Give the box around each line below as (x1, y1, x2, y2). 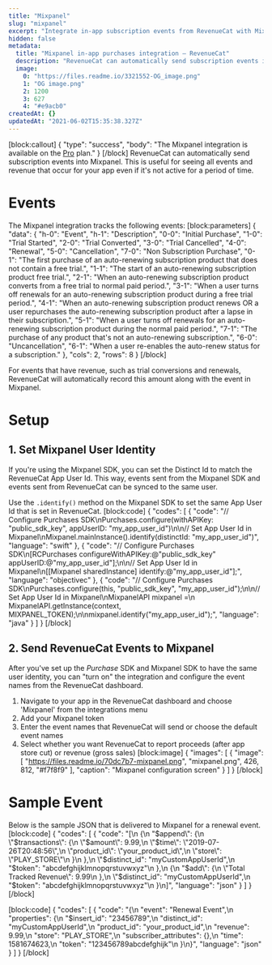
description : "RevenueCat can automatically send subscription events (15, 58, 259, 66)
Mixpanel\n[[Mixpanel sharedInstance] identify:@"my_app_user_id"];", (8, 566, 243, 576)
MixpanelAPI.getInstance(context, (8, 600, 121, 610)
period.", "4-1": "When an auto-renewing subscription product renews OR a (8, 297, 259, 308)
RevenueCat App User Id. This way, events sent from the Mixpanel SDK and (8, 473, 261, 483)
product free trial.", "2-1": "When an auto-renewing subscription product (8, 272, 249, 282)
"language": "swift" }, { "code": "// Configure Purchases (8, 540, 195, 550)
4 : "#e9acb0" (23, 102, 67, 110)
